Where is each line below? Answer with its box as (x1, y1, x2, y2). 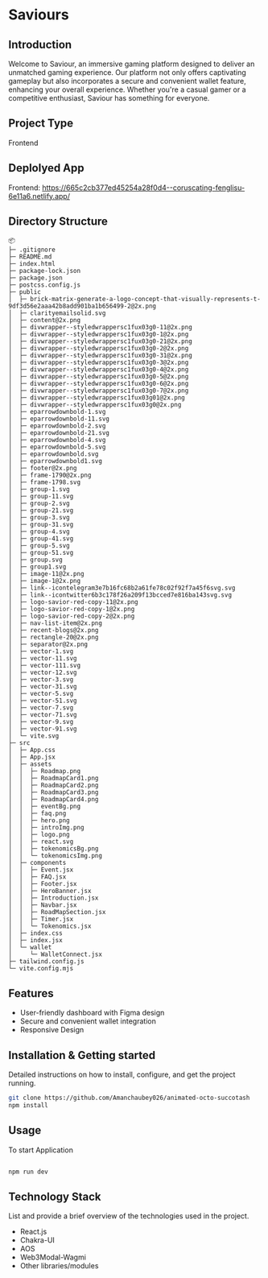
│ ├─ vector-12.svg (8, 668, 78, 677)
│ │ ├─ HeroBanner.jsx (8, 887, 92, 895)
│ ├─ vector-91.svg (8, 725, 78, 734)
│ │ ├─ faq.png (8, 809, 67, 818)
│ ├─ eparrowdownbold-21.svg (8, 429, 110, 437)
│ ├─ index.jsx (8, 937, 63, 945)
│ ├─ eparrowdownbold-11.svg (8, 415, 110, 424)
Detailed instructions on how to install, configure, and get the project (8, 1069, 236, 1080)
